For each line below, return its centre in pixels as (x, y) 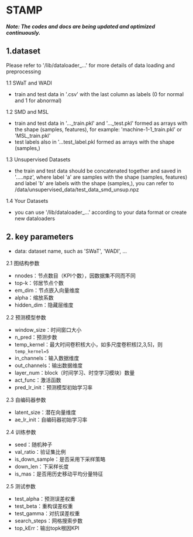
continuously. (23, 32)
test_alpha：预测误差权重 (45, 498)
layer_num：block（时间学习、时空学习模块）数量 (75, 372)
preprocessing (23, 72)
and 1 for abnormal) (38, 100)
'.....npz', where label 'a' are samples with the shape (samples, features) (101, 177)
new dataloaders (35, 218)
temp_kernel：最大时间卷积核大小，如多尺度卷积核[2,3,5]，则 (88, 344)
